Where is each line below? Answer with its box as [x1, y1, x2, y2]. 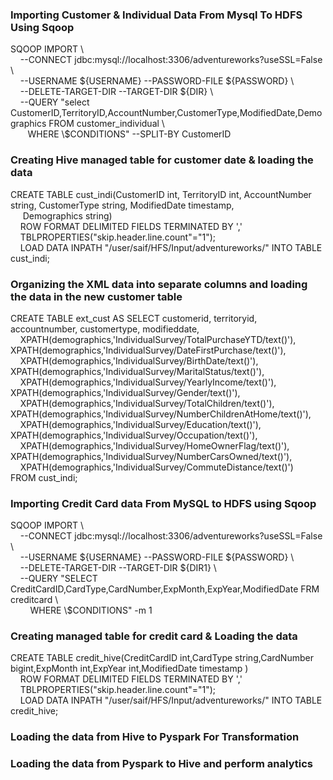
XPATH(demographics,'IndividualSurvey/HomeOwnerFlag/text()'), [19, 439, 290, 452]
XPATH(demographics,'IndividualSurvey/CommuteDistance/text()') [19, 461, 294, 473]
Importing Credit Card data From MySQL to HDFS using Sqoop [10, 496, 317, 510]
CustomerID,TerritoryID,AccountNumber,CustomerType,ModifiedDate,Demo [10, 107, 323, 119]
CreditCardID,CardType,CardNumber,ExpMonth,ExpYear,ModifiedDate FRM [10, 583, 320, 595]
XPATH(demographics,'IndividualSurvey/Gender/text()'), [10, 386, 241, 398]
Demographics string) [22, 209, 113, 222]
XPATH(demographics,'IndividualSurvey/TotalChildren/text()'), [19, 397, 275, 409]
